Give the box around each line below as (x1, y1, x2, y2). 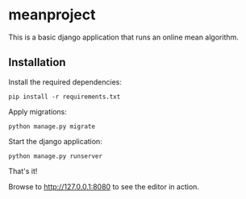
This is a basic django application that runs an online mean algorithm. (8, 32, 240, 42)
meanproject (8, 6, 96, 24)
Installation (8, 56, 66, 69)
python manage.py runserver (8, 151, 103, 160)
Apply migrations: (8, 106, 67, 116)
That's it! (8, 166, 38, 176)
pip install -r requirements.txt (8, 93, 121, 101)
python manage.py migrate (8, 122, 95, 131)
